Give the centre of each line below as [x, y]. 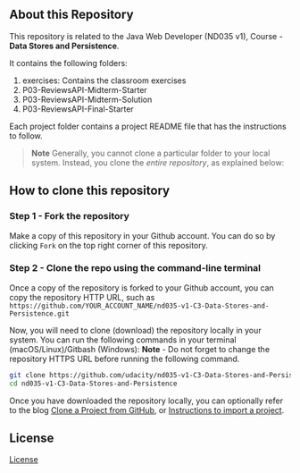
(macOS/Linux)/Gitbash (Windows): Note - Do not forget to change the [140, 349]
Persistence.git [39, 313]
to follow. [26, 135]
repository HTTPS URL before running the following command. [125, 359]
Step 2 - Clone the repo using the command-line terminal [135, 268]
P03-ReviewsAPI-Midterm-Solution [87, 99]
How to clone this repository [90, 191]
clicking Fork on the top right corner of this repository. [108, 245]
